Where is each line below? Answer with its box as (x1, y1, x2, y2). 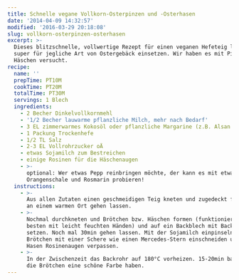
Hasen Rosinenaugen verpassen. (26, 242, 119, 249)
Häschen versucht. (14, 57, 69, 64)
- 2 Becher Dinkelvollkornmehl (20, 110, 113, 117)
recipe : (7, 63, 31, 71)
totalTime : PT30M (14, 90, 65, 97)
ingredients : (14, 103, 53, 110)
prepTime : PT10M (14, 76, 62, 84)
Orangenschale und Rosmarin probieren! (26, 176, 144, 183)
